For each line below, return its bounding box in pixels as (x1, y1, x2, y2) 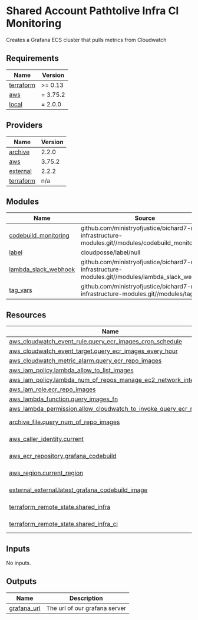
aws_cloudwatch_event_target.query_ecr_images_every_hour (9, 347, 178, 355)
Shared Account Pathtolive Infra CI (6, 4, 179, 18)
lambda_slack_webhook (9, 265, 75, 274)
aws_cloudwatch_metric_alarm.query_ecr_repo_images (9, 356, 162, 365)
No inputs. (6, 560, 31, 566)
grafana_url (9, 604, 41, 612)
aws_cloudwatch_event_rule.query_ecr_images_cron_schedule (9, 337, 183, 346)
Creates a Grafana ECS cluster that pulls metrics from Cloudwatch (6, 36, 167, 43)
